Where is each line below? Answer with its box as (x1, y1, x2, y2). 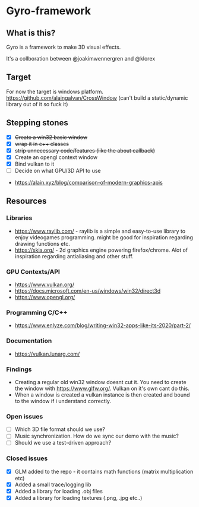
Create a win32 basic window (14, 134, 88, 141)
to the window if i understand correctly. (14, 397, 112, 404)
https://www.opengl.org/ (14, 293, 75, 300)
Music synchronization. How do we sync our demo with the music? (14, 432, 179, 440)
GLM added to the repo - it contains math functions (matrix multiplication (14, 468, 194, 475)
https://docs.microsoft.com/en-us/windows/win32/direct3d (14, 287, 161, 294)
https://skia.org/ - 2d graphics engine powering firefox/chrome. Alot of (14, 246, 188, 253)
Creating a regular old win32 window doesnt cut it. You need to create (14, 378, 187, 385)
